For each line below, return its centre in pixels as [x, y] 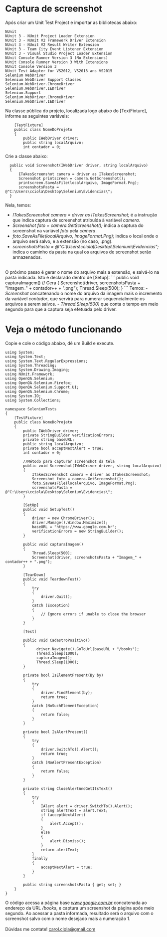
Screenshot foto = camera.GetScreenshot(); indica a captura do [78, 225]
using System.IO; [23, 396]
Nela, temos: [18, 205]
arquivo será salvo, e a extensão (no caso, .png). [63, 241]
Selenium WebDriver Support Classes [43, 80]
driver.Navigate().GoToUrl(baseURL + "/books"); [88, 649]
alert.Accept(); [67, 823]
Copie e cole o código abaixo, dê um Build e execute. [60, 343]
